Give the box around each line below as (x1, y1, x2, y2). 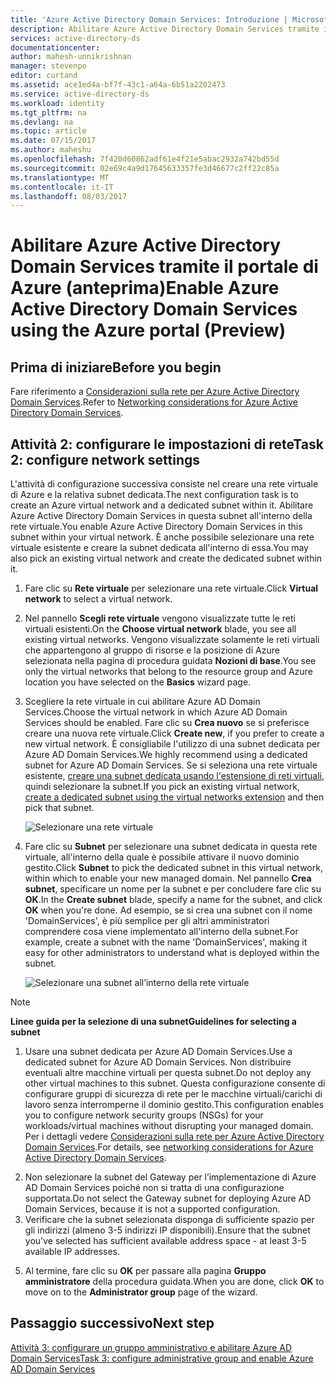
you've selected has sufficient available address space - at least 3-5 (24, 1235, 307, 1247)
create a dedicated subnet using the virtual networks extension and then (24, 791, 325, 803)
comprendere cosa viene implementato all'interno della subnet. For (24, 926, 299, 938)
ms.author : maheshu (10, 145, 92, 155)
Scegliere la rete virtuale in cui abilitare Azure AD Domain (24, 696, 261, 708)
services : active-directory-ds (10, 33, 141, 43)
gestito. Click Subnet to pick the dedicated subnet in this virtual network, (24, 862, 323, 874)
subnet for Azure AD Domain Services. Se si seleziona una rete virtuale (24, 759, 318, 771)
